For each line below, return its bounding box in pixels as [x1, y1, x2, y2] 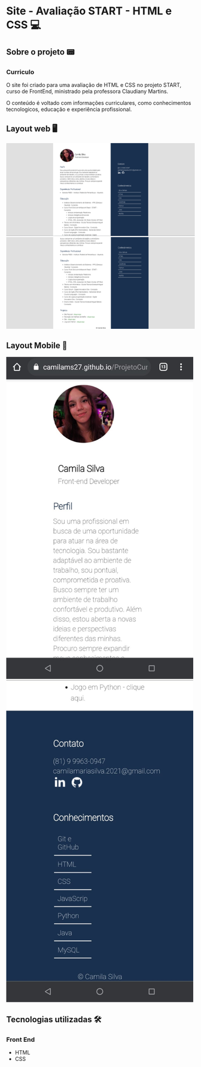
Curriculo [6, 68, 35, 76]
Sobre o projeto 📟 [6, 47, 75, 57]
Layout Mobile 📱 [6, 340, 68, 351]
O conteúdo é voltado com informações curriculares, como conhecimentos [6, 99, 191, 106]
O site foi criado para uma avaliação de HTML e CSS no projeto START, [6, 81, 182, 88]
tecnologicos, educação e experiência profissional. [6, 105, 132, 113]
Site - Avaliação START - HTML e [6, 4, 172, 18]
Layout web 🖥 [6, 124, 58, 134]
